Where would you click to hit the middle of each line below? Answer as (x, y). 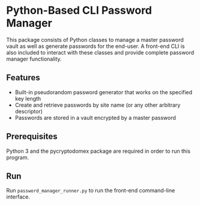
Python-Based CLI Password (79, 10)
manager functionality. (34, 59)
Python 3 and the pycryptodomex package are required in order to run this (98, 151)
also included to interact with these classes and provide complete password (100, 52)
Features (23, 78)
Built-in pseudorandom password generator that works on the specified (104, 92)
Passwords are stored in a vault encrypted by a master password (95, 117)
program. (18, 157)
